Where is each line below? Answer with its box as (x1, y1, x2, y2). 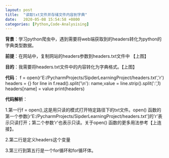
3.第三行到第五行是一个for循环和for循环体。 (5, 147, 96, 153)
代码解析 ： (5, 96, 28, 102)
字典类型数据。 (5, 43, 36, 49)
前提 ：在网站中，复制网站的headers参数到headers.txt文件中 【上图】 (5, 53, 149, 59)
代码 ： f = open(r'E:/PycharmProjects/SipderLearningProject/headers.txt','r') (5, 74, 164, 81)
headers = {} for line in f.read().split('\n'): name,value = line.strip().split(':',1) (5, 81, 161, 87)
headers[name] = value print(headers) (5, 86, 85, 92)
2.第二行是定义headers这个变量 (5, 137, 71, 143)
